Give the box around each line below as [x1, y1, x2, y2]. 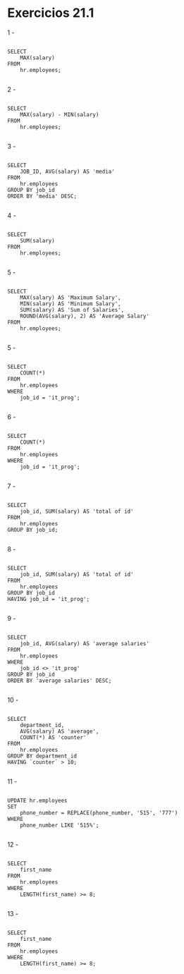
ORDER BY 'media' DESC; [7, 193, 78, 200]
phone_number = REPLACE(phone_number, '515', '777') [20, 809, 178, 816]
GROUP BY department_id [7, 753, 78, 760]
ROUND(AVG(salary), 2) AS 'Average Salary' [20, 312, 150, 319]
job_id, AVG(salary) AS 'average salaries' [20, 640, 150, 647]
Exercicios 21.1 [7, 5, 94, 21]
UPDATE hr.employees [7, 797, 68, 804]
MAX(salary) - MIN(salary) [20, 111, 99, 118]
